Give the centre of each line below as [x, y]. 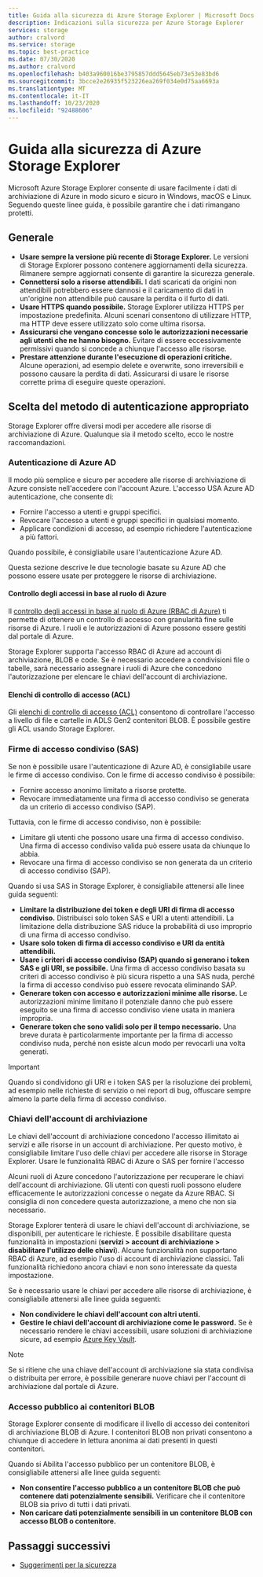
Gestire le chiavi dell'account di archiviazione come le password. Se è [136, 1322]
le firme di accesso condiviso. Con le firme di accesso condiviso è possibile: [131, 775]
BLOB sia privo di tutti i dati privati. [75, 1505]
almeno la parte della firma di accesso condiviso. [88, 1099]
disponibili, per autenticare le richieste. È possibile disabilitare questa [120, 1233]
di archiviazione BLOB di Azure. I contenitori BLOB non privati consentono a [130, 1432]
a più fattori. [39, 536]
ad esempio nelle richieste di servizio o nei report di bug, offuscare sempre [130, 1090]
